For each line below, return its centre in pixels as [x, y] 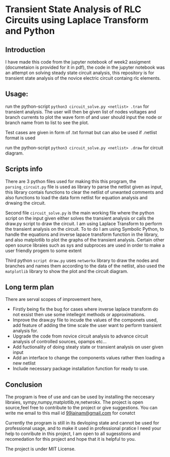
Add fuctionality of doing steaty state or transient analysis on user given [88, 347]
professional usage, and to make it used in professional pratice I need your [83, 429]
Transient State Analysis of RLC [73, 9]
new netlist [24, 363]
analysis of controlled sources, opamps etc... [60, 342]
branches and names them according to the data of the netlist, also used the [85, 266]
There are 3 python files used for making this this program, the [71, 181]
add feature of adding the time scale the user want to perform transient [87, 325]
